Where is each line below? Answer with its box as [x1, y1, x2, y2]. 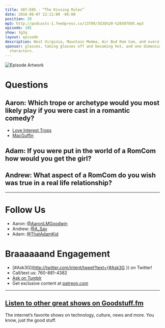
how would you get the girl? [5, 154, 92, 163]
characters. [9, 48, 34, 53]
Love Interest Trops [12, 127, 52, 133]
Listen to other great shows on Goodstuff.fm [5, 299, 144, 307]
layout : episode [5, 35, 38, 40]
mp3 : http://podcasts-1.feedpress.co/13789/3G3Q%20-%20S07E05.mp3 [5, 21, 144, 26]
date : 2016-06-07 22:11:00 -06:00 [5, 12, 76, 17]
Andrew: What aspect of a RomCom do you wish [5, 171, 156, 180]
